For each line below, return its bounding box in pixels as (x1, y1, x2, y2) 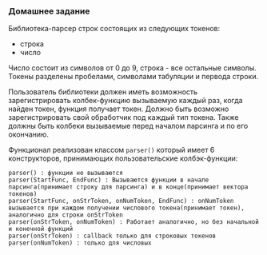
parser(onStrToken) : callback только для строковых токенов (8, 232, 217, 241)
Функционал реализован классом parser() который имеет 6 (8, 145, 215, 155)
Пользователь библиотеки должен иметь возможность (8, 87, 198, 97)
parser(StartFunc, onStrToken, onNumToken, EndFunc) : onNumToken (8, 197, 234, 205)
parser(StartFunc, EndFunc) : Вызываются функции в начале (8, 176, 209, 185)
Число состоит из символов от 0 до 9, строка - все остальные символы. (8, 63, 257, 73)
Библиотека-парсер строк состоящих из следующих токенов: (8, 24, 221, 34)
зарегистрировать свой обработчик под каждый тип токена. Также (8, 113, 239, 122)
